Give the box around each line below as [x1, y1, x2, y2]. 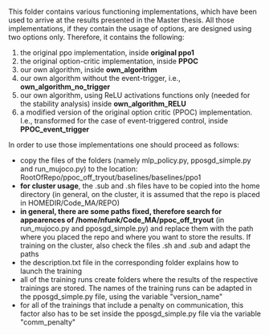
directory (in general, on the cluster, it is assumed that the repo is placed [19, 190, 261, 199]
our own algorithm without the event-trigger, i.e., [19, 74, 181, 83]
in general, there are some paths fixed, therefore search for [19, 207, 222, 216]
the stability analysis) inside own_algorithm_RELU [19, 99, 186, 108]
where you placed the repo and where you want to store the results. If [19, 232, 251, 241]
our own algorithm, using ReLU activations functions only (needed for [19, 91, 251, 99]
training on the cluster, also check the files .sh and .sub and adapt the [19, 240, 251, 250]
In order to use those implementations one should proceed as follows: [8, 140, 239, 149]
